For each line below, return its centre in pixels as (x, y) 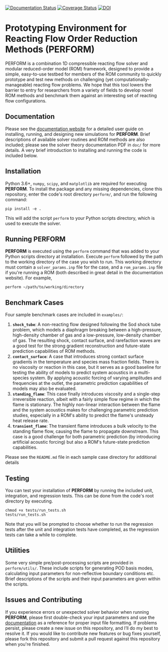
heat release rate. (31, 421)
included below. (22, 155)
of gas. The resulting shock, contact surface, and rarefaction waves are (86, 341)
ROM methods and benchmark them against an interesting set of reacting (81, 95)
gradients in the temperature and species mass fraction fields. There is (86, 362)
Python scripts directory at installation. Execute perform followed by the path (84, 257)
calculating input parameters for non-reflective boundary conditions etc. (80, 573)
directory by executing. (29, 501)
